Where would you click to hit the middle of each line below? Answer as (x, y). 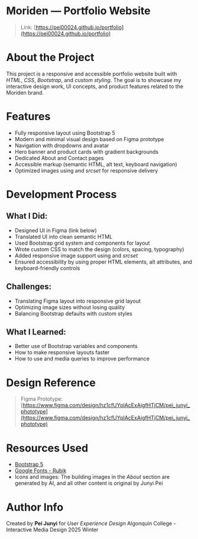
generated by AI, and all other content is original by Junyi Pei (89, 483)
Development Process (61, 194)
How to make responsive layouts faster (62, 352)
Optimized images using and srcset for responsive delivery (86, 170)
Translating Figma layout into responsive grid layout (77, 301)
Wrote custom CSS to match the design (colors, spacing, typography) (99, 249)
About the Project (50, 58)
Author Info (35, 507)
